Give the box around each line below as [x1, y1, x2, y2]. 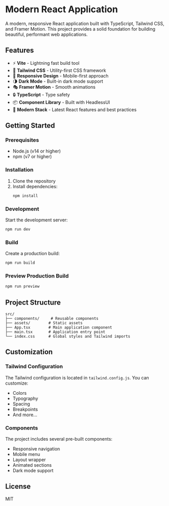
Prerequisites [5, 137, 39, 144]
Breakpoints [12, 406, 38, 412]
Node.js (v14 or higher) [12, 148, 61, 154]
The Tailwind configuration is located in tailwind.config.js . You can [5, 374, 149, 381]
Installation [5, 166, 34, 173]
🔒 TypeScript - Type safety [12, 91, 70, 97]
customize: [5, 380, 28, 386]
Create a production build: [5, 250, 60, 257]
